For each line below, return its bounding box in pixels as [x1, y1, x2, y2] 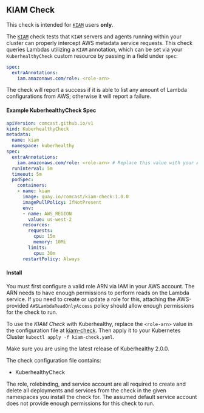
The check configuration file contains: [6, 356, 101, 364]
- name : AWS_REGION [22, 210, 72, 217]
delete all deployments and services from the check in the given [6, 386, 167, 394]
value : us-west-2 [28, 216, 72, 223]
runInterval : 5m [12, 165, 53, 172]
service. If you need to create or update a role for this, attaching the [6, 295, 176, 303]
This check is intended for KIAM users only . [6, 21, 114, 28]
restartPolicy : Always [22, 255, 80, 262]
